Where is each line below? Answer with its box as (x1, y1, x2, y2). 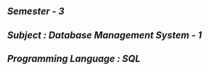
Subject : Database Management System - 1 (7, 29, 203, 41)
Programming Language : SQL (7, 53, 141, 65)
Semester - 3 (7, 6, 65, 17)
